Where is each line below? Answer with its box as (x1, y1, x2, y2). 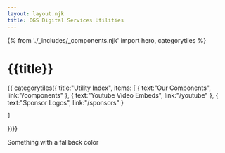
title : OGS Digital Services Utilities (7, 17, 124, 24)
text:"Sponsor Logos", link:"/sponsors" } (7, 99, 124, 107)
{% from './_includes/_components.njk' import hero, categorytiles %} (7, 36, 207, 44)
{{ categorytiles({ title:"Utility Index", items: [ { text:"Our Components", (7, 84, 211, 92)
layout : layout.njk (7, 10, 65, 18)
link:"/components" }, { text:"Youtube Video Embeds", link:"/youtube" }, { (7, 91, 219, 100)
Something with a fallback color (7, 138, 99, 147)
